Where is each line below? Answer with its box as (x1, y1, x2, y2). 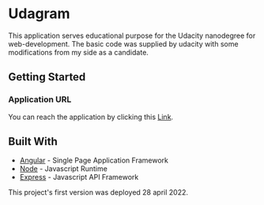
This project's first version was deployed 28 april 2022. (8, 188, 188, 197)
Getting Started (8, 70, 86, 84)
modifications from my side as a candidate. (8, 47, 149, 57)
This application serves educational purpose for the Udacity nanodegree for (8, 31, 256, 40)
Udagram (8, 5, 70, 23)
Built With (8, 135, 58, 148)
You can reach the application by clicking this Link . (8, 112, 174, 121)
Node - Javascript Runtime (19, 164, 108, 173)
